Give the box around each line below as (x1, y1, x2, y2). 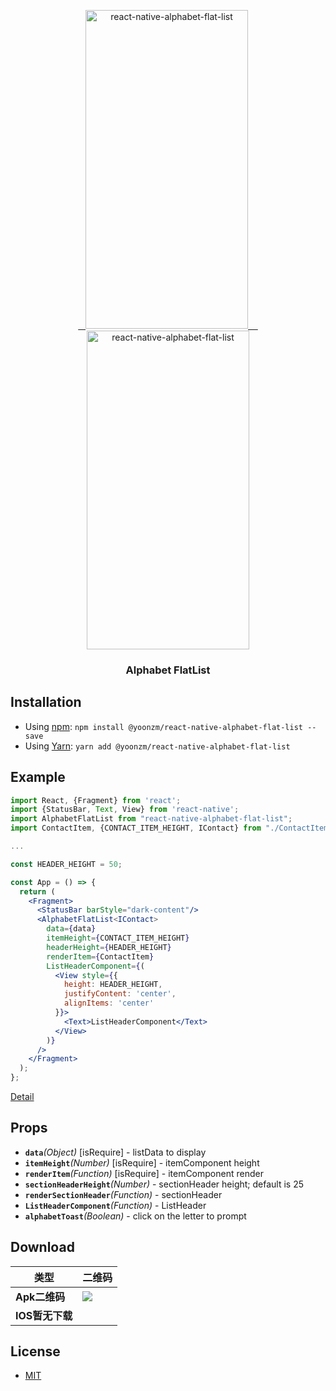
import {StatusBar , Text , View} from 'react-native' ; (10, 805, 240, 815)
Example (10, 769, 66, 786)
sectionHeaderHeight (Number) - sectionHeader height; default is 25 (24, 1178, 305, 1190)
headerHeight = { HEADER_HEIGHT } (46, 942, 172, 952)
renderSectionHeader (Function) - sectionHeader (24, 1188, 223, 1200)
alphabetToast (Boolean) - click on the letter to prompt (24, 1210, 247, 1222)
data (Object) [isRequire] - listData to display (24, 1146, 207, 1158)
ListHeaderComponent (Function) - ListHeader (24, 1199, 207, 1211)
